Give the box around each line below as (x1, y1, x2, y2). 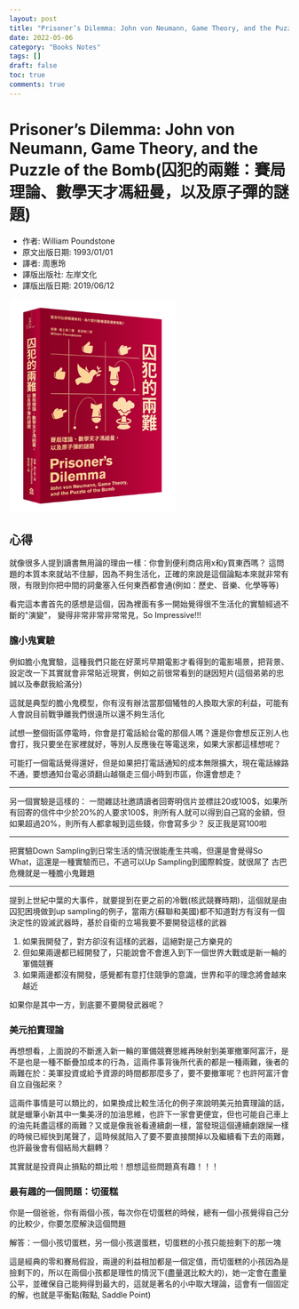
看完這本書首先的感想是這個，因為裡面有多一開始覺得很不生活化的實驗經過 (9, 598, 281, 609)
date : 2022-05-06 (9, 33, 74, 42)
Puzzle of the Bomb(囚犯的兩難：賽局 (9, 160, 287, 180)
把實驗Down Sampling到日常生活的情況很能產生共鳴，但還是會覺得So (9, 845, 264, 855)
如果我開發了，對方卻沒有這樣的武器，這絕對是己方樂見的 (21, 936, 232, 946)
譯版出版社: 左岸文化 (21, 269, 98, 279)
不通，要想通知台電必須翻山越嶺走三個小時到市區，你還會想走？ (9, 768, 242, 779)
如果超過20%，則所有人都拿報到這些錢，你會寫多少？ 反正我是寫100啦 (9, 818, 268, 829)
